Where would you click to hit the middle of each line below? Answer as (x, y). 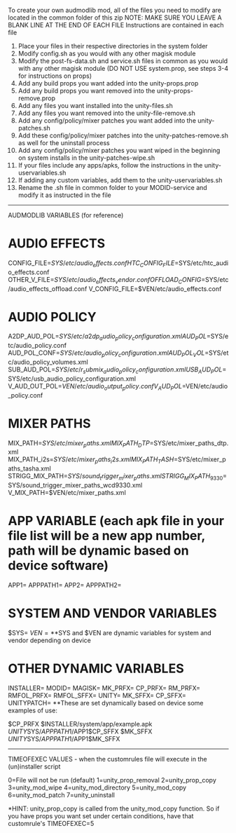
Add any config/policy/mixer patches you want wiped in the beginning (119, 150)
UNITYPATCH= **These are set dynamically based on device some (106, 703)
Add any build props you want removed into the (86, 91)
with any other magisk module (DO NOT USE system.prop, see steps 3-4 (123, 68)
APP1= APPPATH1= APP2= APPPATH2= (65, 585)
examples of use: (33, 710)
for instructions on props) (55, 76)
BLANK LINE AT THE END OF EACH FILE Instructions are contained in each (116, 25)
